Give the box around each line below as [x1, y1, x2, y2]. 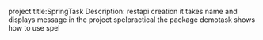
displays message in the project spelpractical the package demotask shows [8, 15, 256, 24]
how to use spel [8, 24, 60, 32]
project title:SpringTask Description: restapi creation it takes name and [8, 7, 238, 16]
